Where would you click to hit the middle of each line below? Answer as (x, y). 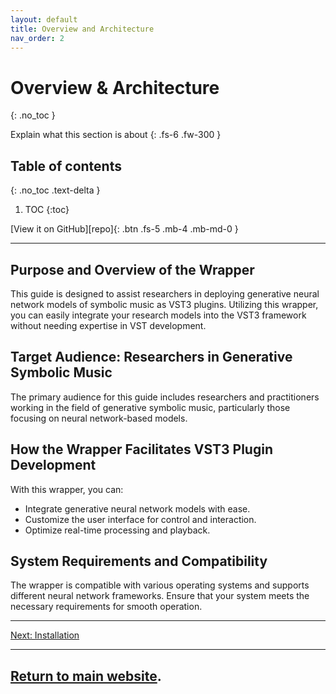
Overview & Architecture (115, 87)
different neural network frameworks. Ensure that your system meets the (160, 596)
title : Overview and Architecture (82, 29)
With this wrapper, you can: (67, 489)
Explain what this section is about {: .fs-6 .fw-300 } (116, 135)
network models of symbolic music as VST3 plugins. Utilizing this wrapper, (164, 304)
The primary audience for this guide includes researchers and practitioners (165, 397)
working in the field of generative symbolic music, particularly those (150, 407)
